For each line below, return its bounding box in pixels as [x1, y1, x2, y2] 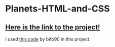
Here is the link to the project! [5, 23, 100, 31]
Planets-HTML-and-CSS [5, 3, 110, 14]
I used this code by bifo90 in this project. [5, 36, 91, 42]
